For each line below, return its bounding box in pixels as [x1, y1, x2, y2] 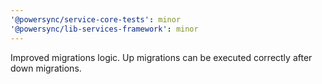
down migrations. [10, 62, 82, 74]
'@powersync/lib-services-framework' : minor [10, 24, 199, 34]
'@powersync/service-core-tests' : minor [10, 14, 182, 25]
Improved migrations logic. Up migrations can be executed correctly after [10, 51, 313, 63]
